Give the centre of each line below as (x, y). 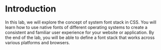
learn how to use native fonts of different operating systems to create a (76, 27)
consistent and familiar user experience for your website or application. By (80, 32)
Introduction (31, 9)
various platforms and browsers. (37, 42)
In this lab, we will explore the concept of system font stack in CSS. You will (81, 22)
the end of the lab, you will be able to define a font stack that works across (80, 37)
